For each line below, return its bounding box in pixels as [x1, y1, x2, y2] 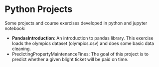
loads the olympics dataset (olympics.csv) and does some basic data [11, 40, 154, 46]
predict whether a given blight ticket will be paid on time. [11, 56, 129, 62]
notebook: [4, 25, 26, 31]
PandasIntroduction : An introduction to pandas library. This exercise [11, 35, 154, 41]
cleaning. [11, 45, 31, 51]
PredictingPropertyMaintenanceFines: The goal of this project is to [11, 51, 149, 57]
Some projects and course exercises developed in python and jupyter [4, 20, 148, 26]
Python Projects [4, 3, 73, 15]
